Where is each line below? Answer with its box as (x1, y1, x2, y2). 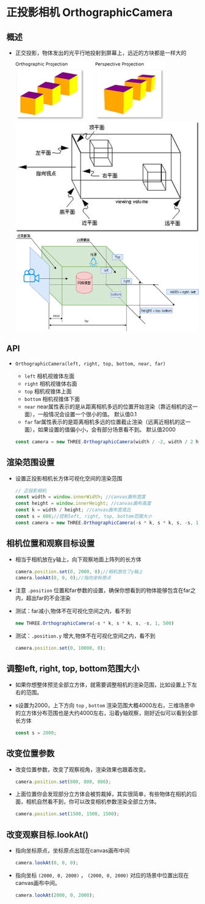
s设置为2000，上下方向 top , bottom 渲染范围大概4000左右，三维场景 (15, 701, 190, 709)
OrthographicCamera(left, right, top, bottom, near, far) (15, 361, 166, 367)
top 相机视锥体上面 (24, 388, 72, 395)
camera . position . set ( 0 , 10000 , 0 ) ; (15, 645, 106, 652)
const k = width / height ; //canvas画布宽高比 (15, 507, 131, 513)
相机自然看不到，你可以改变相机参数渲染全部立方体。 (26, 798, 160, 806)
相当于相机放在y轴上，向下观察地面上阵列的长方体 (15, 556, 142, 563)
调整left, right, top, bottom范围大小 (6, 664, 140, 674)
